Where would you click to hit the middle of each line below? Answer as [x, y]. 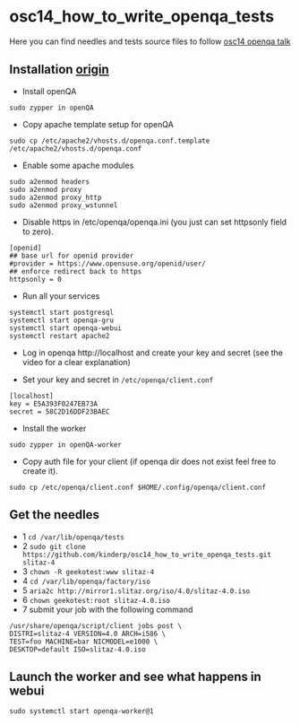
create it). [40, 471]
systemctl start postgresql [62, 312]
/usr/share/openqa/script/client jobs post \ [95, 625]
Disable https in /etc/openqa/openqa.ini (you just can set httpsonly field [154, 222]
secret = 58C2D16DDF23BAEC [60, 411]
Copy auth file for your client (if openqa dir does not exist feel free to [149, 461]
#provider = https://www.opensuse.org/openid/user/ [107, 263]
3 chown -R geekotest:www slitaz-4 [88, 571]
